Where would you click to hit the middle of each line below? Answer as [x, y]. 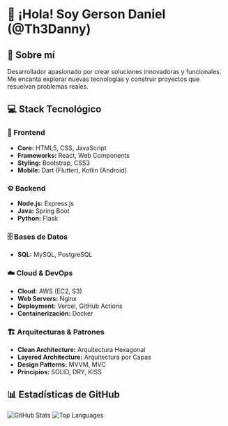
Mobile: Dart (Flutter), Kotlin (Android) [72, 170]
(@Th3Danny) [49, 29]
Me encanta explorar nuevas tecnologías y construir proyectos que [104, 79]
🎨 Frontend [26, 133]
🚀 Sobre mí [31, 55]
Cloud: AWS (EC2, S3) [50, 291]
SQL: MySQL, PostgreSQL [55, 255]
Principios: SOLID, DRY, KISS [60, 372]
